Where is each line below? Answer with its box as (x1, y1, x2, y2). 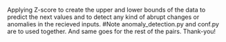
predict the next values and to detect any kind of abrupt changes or (7, 13, 200, 21)
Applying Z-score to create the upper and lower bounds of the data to (7, 6, 206, 14)
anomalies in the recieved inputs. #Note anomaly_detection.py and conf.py (7, 20, 220, 28)
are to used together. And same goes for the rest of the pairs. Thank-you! (7, 27, 216, 35)
